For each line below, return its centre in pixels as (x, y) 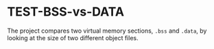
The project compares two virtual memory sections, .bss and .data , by (107, 31)
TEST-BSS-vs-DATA (66, 12)
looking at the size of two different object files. (73, 37)
